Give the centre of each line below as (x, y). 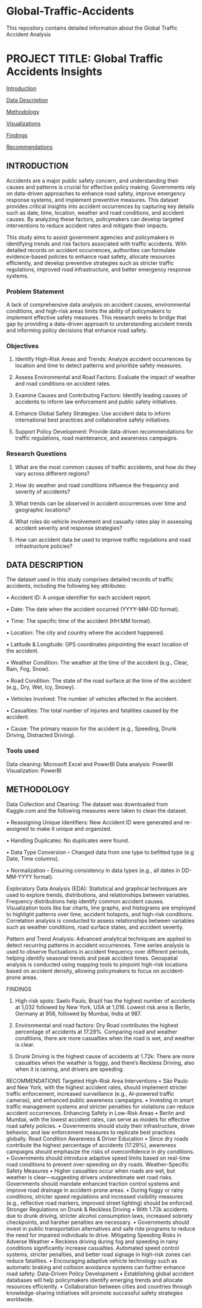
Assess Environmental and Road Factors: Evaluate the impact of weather (105, 377)
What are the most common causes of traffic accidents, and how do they (106, 467)
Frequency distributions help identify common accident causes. (85, 901)
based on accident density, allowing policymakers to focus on (83, 971)
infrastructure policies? (44, 546)
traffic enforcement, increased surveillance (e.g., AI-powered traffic (90, 1093)
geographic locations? (43, 510)
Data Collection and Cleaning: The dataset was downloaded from (87, 804)
